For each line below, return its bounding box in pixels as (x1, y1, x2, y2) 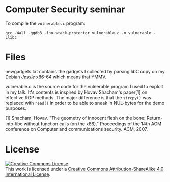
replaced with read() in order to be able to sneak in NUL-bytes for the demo (5, 100, 165, 106)
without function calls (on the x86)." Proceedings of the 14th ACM (23, 120, 162, 127)
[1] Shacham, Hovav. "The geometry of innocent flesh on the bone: (5, 115, 146, 121)
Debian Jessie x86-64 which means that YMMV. (5, 74, 107, 80)
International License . (5, 171, 51, 177)
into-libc (5, 120, 23, 127)
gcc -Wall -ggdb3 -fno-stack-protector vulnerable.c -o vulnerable (5, 30, 152, 35)
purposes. (5, 105, 27, 111)
